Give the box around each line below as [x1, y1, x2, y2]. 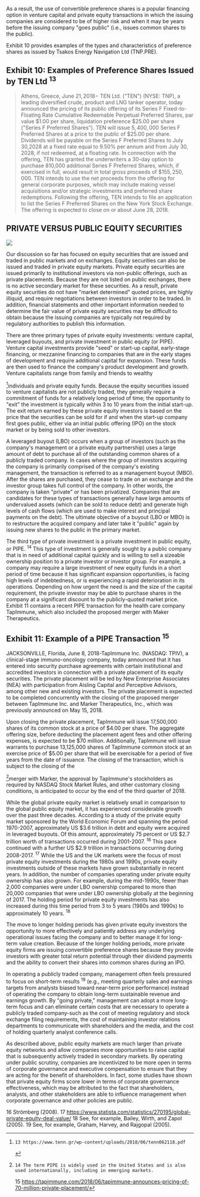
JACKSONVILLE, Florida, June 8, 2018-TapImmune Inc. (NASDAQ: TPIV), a [6, 649, 189, 657]
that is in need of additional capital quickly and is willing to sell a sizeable [6, 551, 185, 558]
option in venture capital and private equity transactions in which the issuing [6, 11, 193, 18]
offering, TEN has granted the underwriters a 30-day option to [20, 155, 174, 162]
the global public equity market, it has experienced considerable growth [6, 805, 183, 812]
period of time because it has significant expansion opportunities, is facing [6, 570, 189, 577]
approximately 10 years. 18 [6, 908, 70, 917]
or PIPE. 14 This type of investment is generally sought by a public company [6, 544, 192, 552]
